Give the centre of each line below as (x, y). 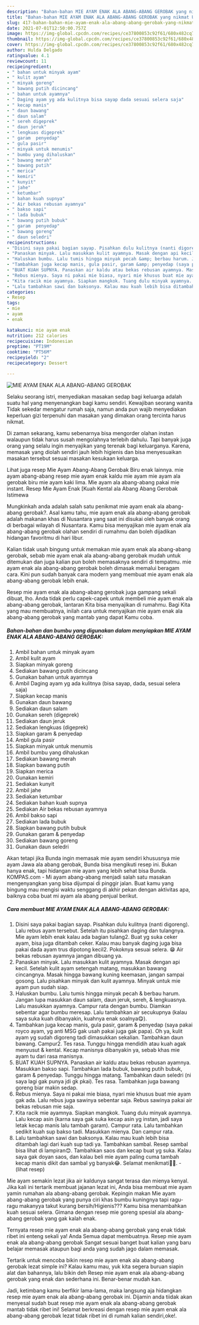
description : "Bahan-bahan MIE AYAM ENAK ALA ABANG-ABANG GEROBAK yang (97, 12)
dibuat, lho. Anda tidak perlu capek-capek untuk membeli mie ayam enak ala (100, 598)
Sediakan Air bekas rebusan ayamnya (61, 809)
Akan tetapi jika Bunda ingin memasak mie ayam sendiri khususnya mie (93, 858)
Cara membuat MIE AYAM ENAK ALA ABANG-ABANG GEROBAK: (88, 909)
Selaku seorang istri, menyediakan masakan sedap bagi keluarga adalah (94, 396)
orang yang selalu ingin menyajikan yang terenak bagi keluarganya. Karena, (99, 446)
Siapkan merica (34, 771)
